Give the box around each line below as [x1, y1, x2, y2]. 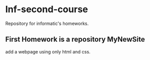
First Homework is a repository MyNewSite [5, 35, 145, 44]
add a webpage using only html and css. [5, 48, 91, 54]
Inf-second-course [5, 4, 88, 15]
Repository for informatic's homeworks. [5, 20, 89, 26]
